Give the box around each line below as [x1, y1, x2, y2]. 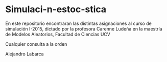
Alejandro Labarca [5, 51, 44, 57]
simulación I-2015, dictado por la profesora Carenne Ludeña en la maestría [5, 25, 162, 32]
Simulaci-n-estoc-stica [5, 4, 107, 15]
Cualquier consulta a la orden [5, 41, 67, 47]
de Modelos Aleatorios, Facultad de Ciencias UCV [5, 31, 111, 37]
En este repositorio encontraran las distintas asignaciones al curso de [5, 20, 152, 26]
